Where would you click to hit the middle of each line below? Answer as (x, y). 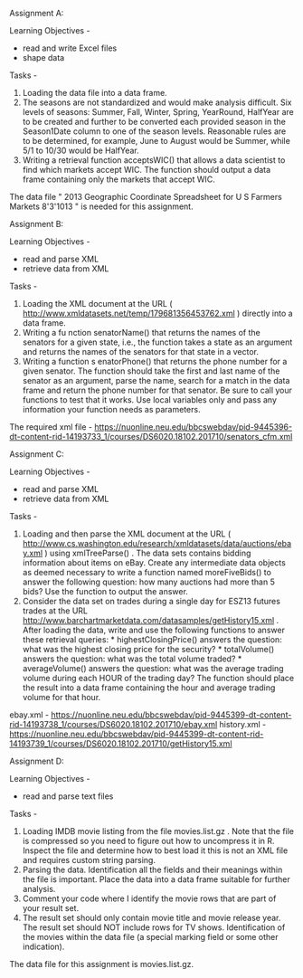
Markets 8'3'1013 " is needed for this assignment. (101, 206)
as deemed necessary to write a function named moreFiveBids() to (147, 572)
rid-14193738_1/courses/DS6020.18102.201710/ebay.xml (114, 724)
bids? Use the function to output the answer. (105, 591)
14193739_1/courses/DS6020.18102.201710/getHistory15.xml (121, 744)
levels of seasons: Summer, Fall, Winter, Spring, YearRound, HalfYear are (158, 112)
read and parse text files (68, 796)
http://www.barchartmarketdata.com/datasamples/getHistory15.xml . (151, 620)
